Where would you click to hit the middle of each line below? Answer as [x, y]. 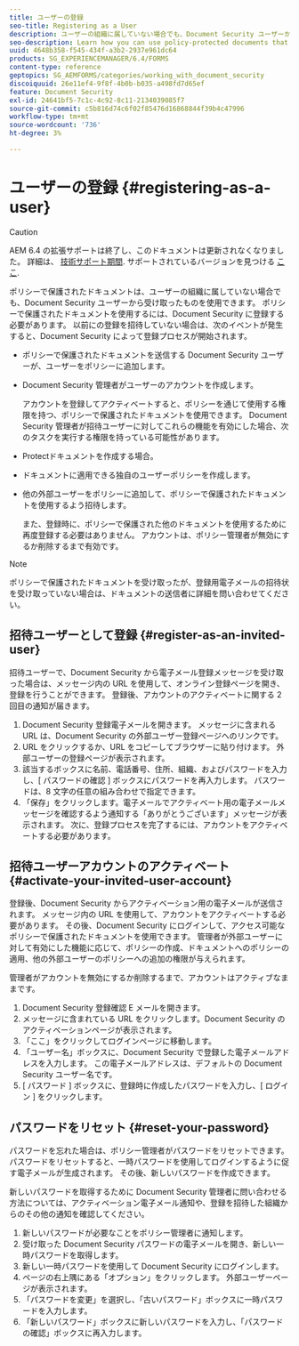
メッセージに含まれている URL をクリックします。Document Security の [154, 1019]
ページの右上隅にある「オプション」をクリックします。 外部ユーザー [147, 1277]
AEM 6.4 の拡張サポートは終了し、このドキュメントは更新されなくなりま [143, 250]
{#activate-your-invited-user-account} [121, 881]
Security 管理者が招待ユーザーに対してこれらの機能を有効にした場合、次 [155, 426]
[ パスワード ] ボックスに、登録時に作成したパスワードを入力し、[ [143, 1085]
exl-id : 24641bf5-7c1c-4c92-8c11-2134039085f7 [97, 100]
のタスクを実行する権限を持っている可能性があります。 [123, 437]
